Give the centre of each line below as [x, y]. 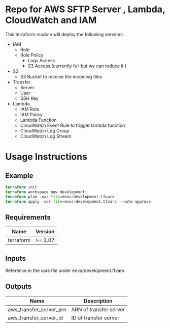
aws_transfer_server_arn [37, 309]
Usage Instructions [46, 157]
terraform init [21, 187]
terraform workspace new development [45, 192]
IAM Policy [31, 114]
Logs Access [41, 60]
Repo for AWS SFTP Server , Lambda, [85, 9]
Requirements [28, 217]
